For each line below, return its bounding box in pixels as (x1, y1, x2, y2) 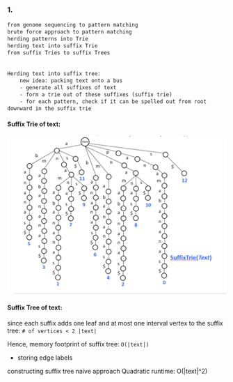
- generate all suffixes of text (19, 84, 117, 91)
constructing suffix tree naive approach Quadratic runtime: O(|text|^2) (7, 367, 208, 375)
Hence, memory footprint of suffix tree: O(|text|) (7, 339, 150, 348)
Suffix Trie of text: (7, 120, 61, 128)
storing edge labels (17, 353, 73, 362)
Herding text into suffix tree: (7, 70, 101, 77)
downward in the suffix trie (7, 105, 92, 112)
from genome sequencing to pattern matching (7, 22, 138, 29)
